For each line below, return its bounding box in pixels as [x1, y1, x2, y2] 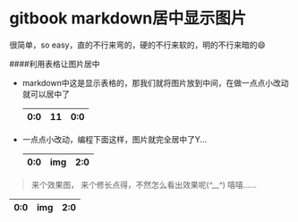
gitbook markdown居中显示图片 [9, 8, 247, 29]
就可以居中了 [21, 89, 70, 99]
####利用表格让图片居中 [9, 58, 100, 69]
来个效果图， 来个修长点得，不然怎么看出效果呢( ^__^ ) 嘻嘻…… [30, 179, 258, 190]
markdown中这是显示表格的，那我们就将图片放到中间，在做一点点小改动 [21, 77, 289, 88]
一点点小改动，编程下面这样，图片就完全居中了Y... [21, 133, 208, 144]
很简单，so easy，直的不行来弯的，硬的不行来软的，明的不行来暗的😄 [9, 39, 266, 50]
